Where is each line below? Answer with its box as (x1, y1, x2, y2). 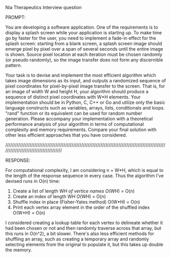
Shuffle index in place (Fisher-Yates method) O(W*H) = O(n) (12, 199, 140, 205)
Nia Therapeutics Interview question (5, 5, 82, 10)
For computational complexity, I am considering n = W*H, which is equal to (5, 167, 164, 173)
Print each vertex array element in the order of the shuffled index (12, 204, 150, 210)
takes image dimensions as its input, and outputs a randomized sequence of (5, 78, 166, 83)
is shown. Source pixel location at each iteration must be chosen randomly (5, 51, 163, 57)
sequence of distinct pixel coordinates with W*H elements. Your (5, 94, 141, 100)
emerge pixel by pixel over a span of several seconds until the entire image (5, 46, 163, 52)
